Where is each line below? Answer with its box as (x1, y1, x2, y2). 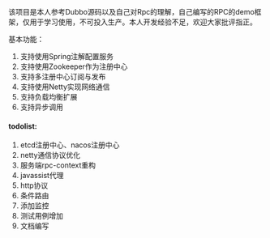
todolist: (8, 121, 38, 131)
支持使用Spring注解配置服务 (19, 52, 114, 61)
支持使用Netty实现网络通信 (19, 82, 110, 91)
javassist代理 (19, 171, 64, 181)
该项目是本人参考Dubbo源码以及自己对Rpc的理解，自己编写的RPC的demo (8, 7, 255, 16)
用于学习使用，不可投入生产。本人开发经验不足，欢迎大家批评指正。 (29, 17, 257, 27)
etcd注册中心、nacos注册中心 (19, 140, 120, 150)
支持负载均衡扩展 (19, 92, 78, 101)
